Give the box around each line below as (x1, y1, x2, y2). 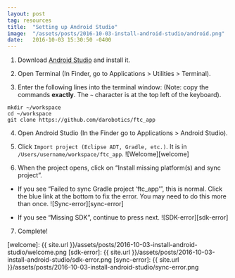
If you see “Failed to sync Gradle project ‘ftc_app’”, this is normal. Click (17, 184, 223, 194)
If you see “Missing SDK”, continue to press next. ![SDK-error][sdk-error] (17, 213, 229, 222)
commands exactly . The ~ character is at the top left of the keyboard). (17, 91, 222, 99)
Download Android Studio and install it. (17, 56, 130, 64)
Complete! (17, 227, 48, 236)
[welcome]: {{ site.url (7, 241, 69, 249)
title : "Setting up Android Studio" (7, 23, 118, 30)
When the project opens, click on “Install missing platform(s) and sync (17, 163, 222, 172)
